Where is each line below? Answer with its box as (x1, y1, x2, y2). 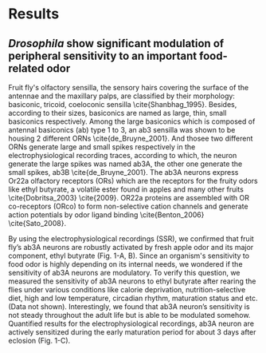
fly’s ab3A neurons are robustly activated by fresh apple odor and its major (8, 243, 254, 252)
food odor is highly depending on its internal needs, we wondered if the (8, 260, 243, 268)
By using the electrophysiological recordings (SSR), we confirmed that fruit (8, 234, 255, 244)
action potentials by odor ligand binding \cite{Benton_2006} (8, 210, 205, 220)
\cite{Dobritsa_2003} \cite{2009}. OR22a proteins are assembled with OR (8, 193, 249, 202)
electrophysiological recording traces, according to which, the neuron (8, 151, 237, 160)
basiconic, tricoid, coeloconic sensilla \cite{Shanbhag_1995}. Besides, (8, 100, 237, 109)
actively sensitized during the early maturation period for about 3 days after (8, 327, 256, 336)
